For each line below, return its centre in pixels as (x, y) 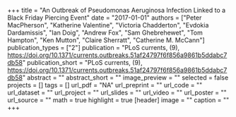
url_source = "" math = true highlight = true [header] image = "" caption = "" (118, 100)
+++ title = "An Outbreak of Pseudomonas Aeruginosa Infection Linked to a (117, 10)
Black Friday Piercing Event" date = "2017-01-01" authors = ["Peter (105, 18)
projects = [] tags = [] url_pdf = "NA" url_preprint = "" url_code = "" (105, 85)
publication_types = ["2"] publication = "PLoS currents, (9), (94, 48)
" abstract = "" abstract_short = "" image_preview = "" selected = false (125, 78)
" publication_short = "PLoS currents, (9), (82, 62)
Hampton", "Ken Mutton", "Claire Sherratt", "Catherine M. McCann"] (106, 40)
